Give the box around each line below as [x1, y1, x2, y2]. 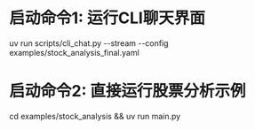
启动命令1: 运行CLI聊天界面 [9, 8, 206, 28]
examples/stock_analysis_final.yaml [9, 47, 139, 57]
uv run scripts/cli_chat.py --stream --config [9, 37, 169, 49]
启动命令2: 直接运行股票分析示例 [9, 81, 246, 102]
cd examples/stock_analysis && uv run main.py [9, 111, 181, 121]
